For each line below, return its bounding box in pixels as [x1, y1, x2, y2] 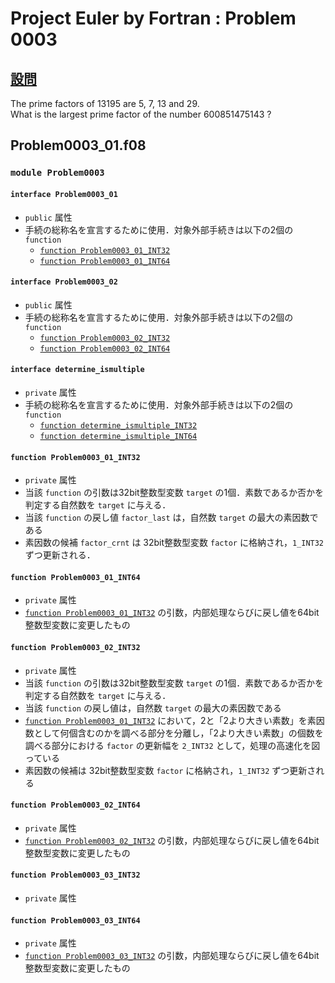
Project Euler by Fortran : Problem [10, 7, 297, 30]
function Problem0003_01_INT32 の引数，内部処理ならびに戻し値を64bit [24, 607, 320, 619]
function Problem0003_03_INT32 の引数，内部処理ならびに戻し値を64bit [24, 950, 320, 962]
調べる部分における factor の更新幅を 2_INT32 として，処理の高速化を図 [24, 739, 321, 751]
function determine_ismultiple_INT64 [39, 431, 198, 441]
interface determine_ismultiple [10, 365, 145, 375]
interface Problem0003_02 [10, 277, 118, 287]
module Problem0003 [10, 167, 105, 179]
